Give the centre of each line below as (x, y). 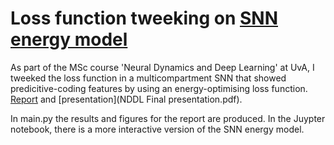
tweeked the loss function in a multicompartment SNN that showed (148, 78)
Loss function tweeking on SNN (144, 18)
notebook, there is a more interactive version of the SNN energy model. (157, 129)
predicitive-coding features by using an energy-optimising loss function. (159, 88)
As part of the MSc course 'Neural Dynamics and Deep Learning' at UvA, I (162, 67)
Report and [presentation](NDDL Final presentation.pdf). (126, 99)
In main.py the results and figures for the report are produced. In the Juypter (168, 118)
